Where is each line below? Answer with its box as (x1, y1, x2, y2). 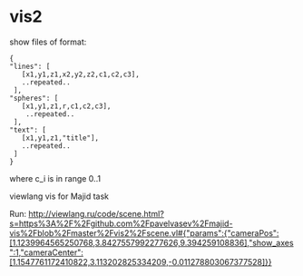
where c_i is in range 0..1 (9, 172, 102, 183)
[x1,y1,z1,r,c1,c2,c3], (21, 102, 112, 111)
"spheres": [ (9, 94, 59, 103)
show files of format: (9, 36, 87, 47)
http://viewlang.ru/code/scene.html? (28, 208, 165, 219)
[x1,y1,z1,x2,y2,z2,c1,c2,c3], (21, 70, 141, 79)
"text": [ (9, 125, 47, 134)
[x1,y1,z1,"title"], (21, 133, 100, 143)
